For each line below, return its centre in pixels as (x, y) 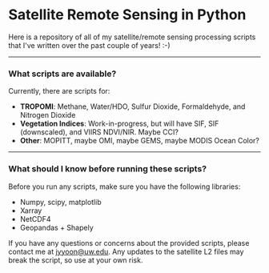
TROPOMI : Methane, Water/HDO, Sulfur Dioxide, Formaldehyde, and (132, 106)
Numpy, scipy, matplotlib (60, 202)
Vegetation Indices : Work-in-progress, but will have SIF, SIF (119, 124)
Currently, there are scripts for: (59, 91)
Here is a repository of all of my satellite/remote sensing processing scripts (132, 37)
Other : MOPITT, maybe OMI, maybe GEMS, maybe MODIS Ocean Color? (140, 141)
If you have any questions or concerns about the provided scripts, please (129, 243)
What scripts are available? (62, 74)
